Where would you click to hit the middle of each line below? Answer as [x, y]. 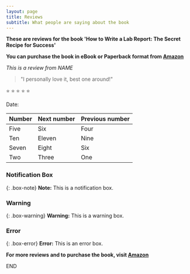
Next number [56, 119]
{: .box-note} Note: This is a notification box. [60, 187]
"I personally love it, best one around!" [67, 79]
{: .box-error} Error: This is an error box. [55, 244]
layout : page [22, 11]
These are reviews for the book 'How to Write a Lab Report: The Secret [94, 39]
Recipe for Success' [31, 45]
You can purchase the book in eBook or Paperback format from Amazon [95, 57]
